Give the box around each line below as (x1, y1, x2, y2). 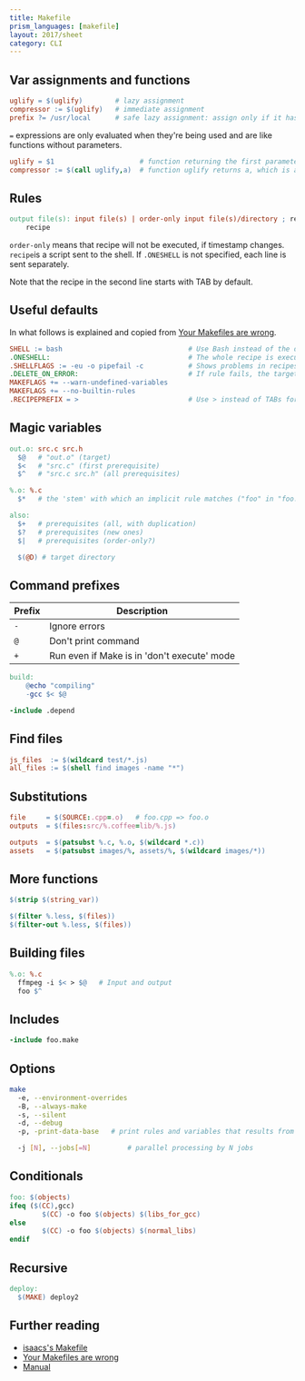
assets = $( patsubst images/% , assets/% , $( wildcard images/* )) (9, 846, 266, 855)
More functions (9, 871, 98, 887)
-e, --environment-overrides (17, 1093, 128, 1102)
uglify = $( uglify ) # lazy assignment (9, 96, 184, 105)
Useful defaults (9, 303, 98, 318)
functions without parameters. (9, 139, 123, 150)
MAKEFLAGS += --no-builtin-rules (9, 387, 136, 396)
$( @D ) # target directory (17, 552, 116, 561)
